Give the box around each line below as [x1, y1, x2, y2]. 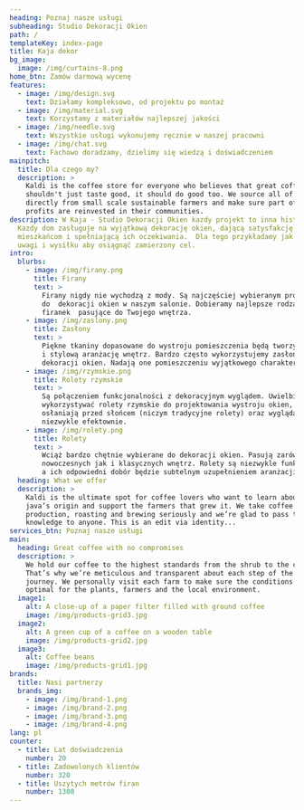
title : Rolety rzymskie [33, 375, 124, 385]
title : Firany [33, 274, 88, 283]
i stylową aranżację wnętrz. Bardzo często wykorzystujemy [42, 349, 270, 358]
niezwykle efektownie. [42, 417, 128, 426]
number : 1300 [25, 787, 75, 796]
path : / [9, 30, 39, 39]
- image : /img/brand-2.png [25, 703, 128, 712]
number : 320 [25, 770, 71, 779]
